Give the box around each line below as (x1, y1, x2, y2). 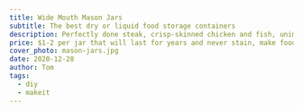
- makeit (17, 88, 50, 97)
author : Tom (9, 64, 54, 73)
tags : (9, 72, 30, 81)
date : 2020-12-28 (9, 55, 75, 64)
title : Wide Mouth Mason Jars (9, 13, 124, 22)
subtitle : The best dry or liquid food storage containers (9, 21, 236, 30)
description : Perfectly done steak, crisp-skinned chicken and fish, (9, 30, 277, 38)
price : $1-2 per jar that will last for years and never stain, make (9, 38, 277, 47)
